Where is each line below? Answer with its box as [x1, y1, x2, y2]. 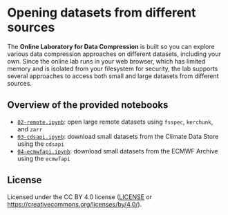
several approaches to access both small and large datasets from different [7, 71, 219, 80]
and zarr [17, 124, 43, 133]
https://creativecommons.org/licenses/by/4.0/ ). [7, 200, 142, 208]
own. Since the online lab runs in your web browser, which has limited [7, 57, 206, 65]
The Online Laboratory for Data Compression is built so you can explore [7, 42, 216, 50]
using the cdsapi [17, 140, 64, 148]
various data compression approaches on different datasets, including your [7, 50, 221, 58]
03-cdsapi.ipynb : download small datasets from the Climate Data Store [17, 132, 219, 140]
